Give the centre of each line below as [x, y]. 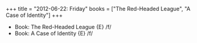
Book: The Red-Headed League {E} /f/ [63, 27]
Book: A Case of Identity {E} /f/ [54, 33]
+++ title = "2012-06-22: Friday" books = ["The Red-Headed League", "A [98, 9]
